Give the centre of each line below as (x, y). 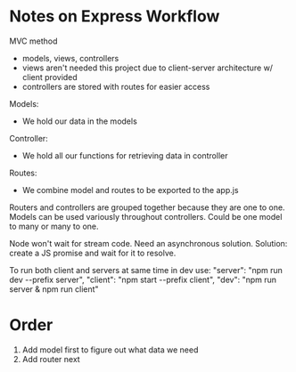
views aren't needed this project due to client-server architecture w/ (148, 68)
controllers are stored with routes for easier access (116, 86)
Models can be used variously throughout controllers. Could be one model (146, 216)
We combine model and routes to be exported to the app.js (130, 190)
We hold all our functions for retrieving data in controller (125, 155)
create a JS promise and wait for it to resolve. (93, 253)
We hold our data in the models (80, 121)
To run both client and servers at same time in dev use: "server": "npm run (146, 270)
